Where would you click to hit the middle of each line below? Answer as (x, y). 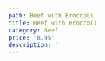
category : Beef (33, 30)
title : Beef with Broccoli (53, 23)
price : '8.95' (32, 38)
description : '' (35, 45)
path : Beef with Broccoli (51, 15)
